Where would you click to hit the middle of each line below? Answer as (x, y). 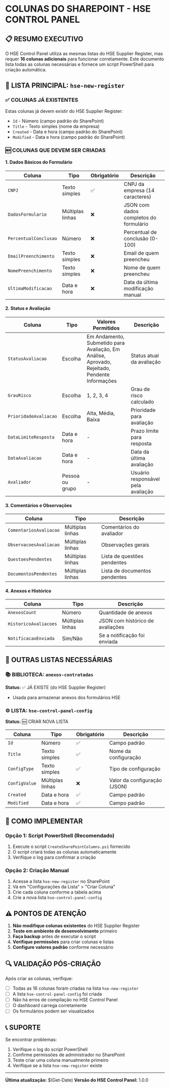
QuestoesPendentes (30, 559)
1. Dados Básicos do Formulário (39, 162)
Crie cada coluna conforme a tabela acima (57, 892)
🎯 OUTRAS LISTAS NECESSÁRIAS (59, 659)
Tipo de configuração (135, 769)
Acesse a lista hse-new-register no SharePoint (61, 881)
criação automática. (26, 70)
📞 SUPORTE (23, 1027)
